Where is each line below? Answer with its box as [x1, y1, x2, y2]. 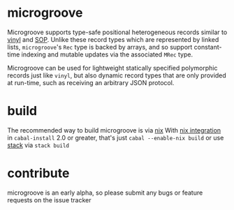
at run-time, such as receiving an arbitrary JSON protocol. [7, 78, 175, 87]
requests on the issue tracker [7, 195, 92, 204]
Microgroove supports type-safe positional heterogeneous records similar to [7, 28, 228, 36]
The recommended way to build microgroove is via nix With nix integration [7, 126, 221, 134]
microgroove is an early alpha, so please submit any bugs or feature [7, 188, 203, 197]
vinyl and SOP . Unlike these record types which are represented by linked [7, 35, 219, 43]
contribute [7, 165, 70, 181]
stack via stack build [7, 141, 70, 149]
